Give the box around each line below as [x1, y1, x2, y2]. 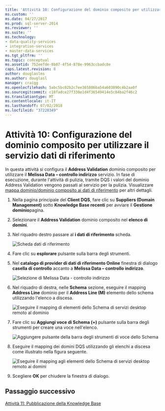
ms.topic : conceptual [5, 58, 50, 63]
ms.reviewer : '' [5, 26, 38, 31]
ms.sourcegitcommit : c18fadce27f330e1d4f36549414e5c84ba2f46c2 [5, 90, 137, 95]
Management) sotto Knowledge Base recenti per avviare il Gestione [12, 202, 153, 208]
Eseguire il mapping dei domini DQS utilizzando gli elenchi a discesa [12, 343, 151, 349]
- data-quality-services [5, 39, 56, 44]
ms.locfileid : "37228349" [5, 108, 58, 113]
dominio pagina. [12, 207, 45, 213]
